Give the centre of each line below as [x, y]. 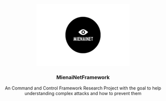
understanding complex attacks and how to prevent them [83, 94]
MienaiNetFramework [83, 77]
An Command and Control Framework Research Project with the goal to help [83, 88]
